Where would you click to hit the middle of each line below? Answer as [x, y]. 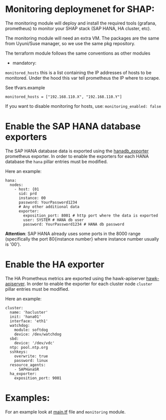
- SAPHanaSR [27, 369]
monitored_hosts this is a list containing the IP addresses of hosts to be [78, 72]
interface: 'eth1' [29, 321]
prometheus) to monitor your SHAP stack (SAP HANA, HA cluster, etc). [78, 28]
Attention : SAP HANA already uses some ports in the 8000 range [73, 234]
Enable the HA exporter [55, 265]
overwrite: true [31, 356]
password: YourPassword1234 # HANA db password [74, 224]
